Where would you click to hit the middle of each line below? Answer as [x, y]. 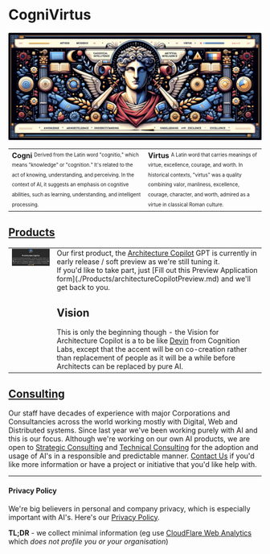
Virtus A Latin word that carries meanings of [202, 155]
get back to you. [83, 287]
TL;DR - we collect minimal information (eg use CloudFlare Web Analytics [130, 532]
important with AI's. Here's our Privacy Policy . [84, 517]
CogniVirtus [50, 15]
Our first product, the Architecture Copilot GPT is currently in [157, 253]
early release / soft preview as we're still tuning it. [138, 262]
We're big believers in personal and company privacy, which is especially [129, 508]
